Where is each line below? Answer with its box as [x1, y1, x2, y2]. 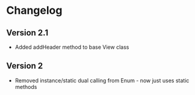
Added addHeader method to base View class [14, 43, 129, 51]
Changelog [6, 4, 63, 17]
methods [14, 83, 37, 90]
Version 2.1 [6, 28, 49, 38]
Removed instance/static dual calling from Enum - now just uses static [14, 76, 190, 84]
